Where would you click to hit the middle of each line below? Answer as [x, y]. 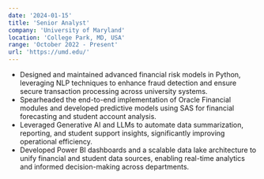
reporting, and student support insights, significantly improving [122, 133]
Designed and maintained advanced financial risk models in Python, [130, 75]
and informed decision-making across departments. [104, 167]
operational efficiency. [56, 142]
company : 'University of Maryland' [67, 30]
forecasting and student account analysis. [88, 116]
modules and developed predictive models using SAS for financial [127, 108]
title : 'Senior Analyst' [49, 23]
